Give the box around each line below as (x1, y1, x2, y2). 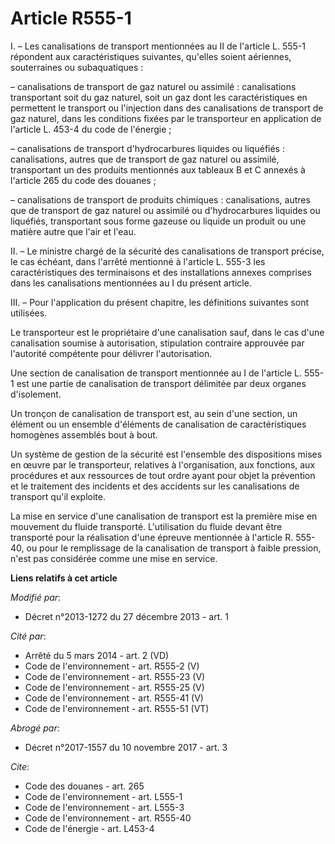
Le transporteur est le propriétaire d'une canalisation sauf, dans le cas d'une (10, 326, 325, 338)
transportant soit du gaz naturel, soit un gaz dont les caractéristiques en (10, 91, 308, 103)
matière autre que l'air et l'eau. (10, 225, 137, 237)
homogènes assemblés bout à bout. (10, 428, 158, 441)
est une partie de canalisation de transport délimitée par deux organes (16, 377, 307, 389)
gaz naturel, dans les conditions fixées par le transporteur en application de (10, 112, 322, 124)
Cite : (10, 760, 30, 772)
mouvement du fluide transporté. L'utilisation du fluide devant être (10, 520, 283, 532)
